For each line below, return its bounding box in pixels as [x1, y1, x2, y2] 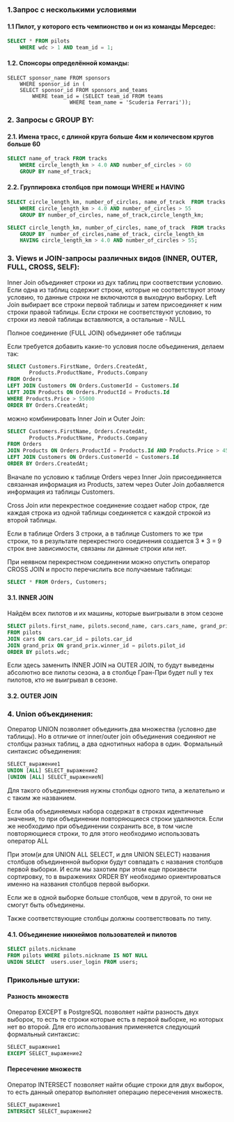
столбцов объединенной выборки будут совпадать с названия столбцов [7, 857, 224, 866]
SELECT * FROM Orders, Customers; [7, 578, 108, 586]
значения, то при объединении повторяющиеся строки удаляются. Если [7, 814, 224, 823]
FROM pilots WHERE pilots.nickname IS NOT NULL [7, 952, 148, 959]
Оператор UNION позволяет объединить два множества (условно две [7, 725, 217, 733]
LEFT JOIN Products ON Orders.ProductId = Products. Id [7, 389, 170, 396]
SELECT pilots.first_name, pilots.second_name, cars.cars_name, [7, 623, 198, 630]
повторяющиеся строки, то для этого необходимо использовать [7, 829, 200, 837]
